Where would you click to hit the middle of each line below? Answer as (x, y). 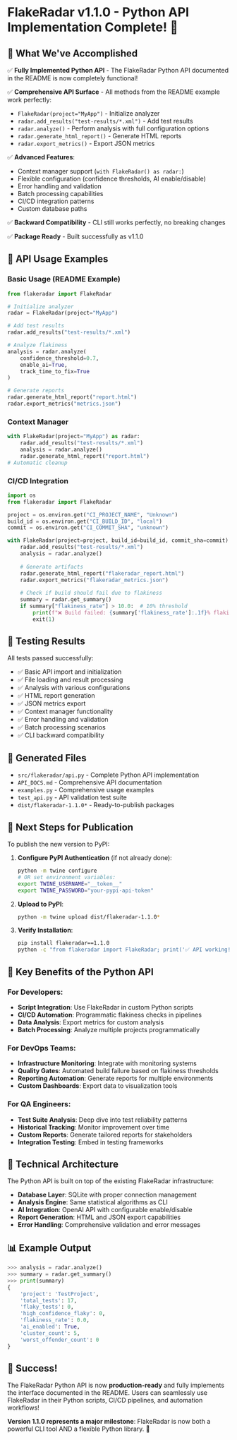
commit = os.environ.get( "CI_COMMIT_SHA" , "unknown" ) (88, 528)
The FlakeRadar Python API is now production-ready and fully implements (116, 1385)
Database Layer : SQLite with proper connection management (107, 1195)
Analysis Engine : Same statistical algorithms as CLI (92, 1202)
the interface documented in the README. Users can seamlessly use (108, 1393)
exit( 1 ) (44, 619)
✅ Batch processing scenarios (61, 727)
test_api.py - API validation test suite (72, 797)
